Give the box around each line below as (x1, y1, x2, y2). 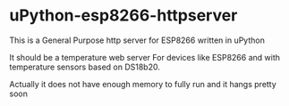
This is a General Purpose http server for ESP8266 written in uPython (9, 35, 266, 45)
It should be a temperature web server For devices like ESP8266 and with (9, 52, 280, 62)
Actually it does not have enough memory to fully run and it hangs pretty (9, 78, 277, 89)
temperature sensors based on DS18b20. (9, 61, 161, 72)
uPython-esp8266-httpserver (9, 5, 238, 26)
